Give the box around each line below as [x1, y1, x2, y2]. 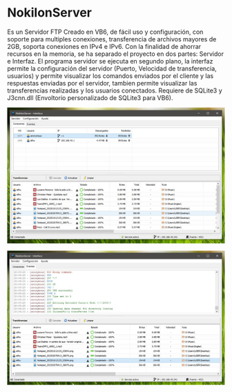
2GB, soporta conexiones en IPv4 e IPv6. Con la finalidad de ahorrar [7, 42, 202, 50]
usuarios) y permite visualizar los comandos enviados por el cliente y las [7, 71, 214, 80]
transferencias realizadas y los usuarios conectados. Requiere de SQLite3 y [7, 86, 222, 95]
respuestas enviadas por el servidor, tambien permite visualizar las [7, 79, 197, 87]
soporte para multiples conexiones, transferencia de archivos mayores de [7, 35, 217, 43]
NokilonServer [7, 5, 92, 21]
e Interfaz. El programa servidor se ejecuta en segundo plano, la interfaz [7, 57, 213, 65]
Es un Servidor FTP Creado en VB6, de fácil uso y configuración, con [7, 28, 204, 36]
